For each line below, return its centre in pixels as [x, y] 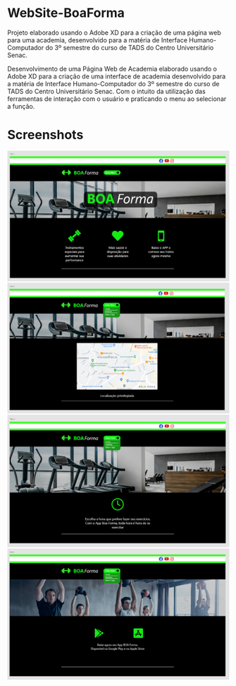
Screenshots [45, 135]
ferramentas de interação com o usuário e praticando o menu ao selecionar [117, 99]
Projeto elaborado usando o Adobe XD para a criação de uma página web [114, 32]
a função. [21, 106]
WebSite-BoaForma [66, 13]
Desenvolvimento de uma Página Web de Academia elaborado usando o [112, 69]
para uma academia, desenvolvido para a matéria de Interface [98, 40]
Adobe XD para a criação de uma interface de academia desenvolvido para [117, 76]
